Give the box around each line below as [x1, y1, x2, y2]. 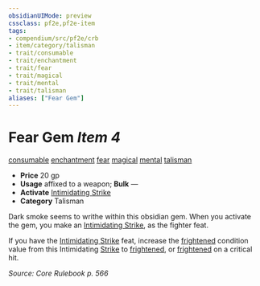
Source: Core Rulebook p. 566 [8, 268, 109, 278]
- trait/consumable [8, 49, 74, 57]
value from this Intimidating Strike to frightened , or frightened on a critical [8, 244, 253, 254]
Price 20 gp [19, 170, 60, 181]
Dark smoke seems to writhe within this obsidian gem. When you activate [8, 212, 252, 222]
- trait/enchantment [8, 57, 78, 65]
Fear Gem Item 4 [8, 129, 121, 147]
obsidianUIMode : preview [8, 11, 92, 20]
